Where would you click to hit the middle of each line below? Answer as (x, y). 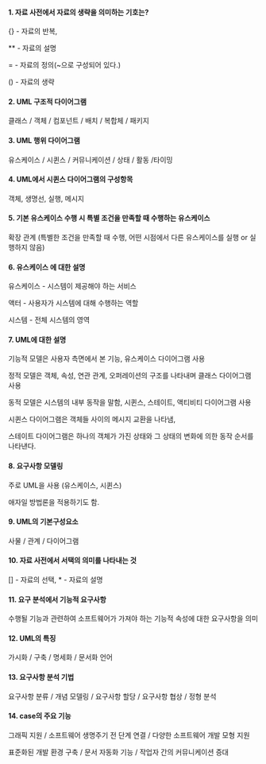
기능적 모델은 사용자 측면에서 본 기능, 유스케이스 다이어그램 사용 (107, 359)
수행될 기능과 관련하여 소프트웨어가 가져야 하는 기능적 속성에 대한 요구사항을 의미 (133, 619)
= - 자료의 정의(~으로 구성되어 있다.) (65, 65)
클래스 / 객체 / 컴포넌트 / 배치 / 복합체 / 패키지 (79, 121)
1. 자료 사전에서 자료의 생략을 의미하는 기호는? (79, 12)
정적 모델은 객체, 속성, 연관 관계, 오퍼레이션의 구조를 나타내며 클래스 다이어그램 (130, 376)
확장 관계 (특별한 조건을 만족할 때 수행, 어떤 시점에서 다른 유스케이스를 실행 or (128, 238)
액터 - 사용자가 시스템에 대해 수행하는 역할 (73, 303)
